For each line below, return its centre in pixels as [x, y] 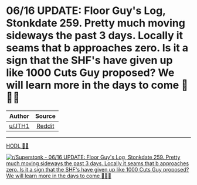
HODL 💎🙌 [18, 146]
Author [19, 116]
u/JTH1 [19, 125]
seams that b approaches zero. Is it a [97, 48]
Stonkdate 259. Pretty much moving [96, 23]
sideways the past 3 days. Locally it [95, 36]
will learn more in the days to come [93, 85]
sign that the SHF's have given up [89, 60]
